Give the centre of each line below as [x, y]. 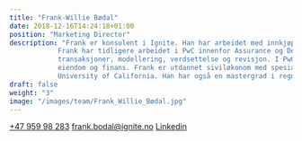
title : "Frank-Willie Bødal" [64, 18]
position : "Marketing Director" [70, 34]
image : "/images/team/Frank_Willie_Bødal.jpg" [98, 101]
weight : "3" [31, 93]
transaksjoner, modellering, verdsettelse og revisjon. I [168, 59]
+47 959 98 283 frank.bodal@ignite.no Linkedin [98, 127]
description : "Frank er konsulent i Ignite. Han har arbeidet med [136, 43]
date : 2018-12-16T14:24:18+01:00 [72, 26]
